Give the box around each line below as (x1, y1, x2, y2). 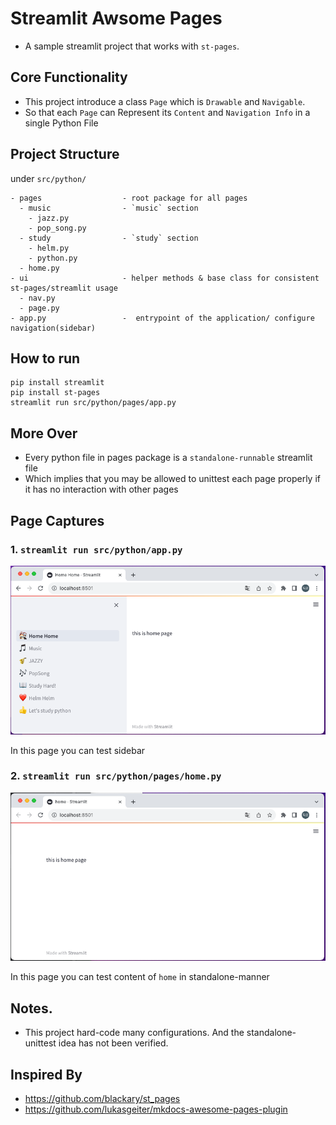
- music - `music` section (19, 203, 199, 213)
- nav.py (19, 293, 56, 303)
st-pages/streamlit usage (10, 283, 118, 293)
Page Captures (10, 512, 105, 529)
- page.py (19, 303, 60, 313)
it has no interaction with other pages (24, 483, 179, 496)
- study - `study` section (19, 233, 199, 243)
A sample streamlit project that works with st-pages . (24, 40, 240, 52)
